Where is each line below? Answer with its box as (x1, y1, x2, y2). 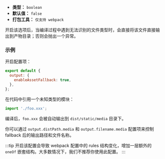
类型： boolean (12, 4, 42, 10)
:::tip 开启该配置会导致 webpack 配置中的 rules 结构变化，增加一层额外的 (5, 142, 152, 148)
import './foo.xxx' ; (5, 106, 48, 111)
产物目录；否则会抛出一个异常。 (13, 33, 79, 39)
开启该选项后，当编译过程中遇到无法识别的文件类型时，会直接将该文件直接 (5, 27, 156, 33)
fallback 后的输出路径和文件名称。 (5, 132, 74, 138)
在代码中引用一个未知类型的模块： (5, 96, 74, 102)
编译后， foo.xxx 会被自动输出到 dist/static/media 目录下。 (5, 115, 126, 121)
